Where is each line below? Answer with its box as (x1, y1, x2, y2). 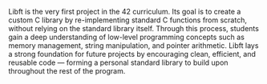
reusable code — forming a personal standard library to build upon (8, 58, 229, 67)
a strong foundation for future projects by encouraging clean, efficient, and (8, 50, 257, 58)
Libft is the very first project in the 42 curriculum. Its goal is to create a (8, 7, 241, 16)
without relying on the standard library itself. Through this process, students (8, 24, 259, 33)
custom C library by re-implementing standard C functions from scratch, (8, 15, 247, 25)
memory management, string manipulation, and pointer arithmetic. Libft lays (8, 41, 259, 50)
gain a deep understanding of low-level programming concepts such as (8, 32, 245, 42)
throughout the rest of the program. (8, 66, 126, 75)
